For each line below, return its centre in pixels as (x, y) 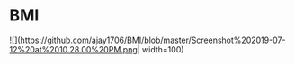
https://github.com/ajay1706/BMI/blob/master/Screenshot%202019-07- (153, 40)
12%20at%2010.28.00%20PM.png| (75, 49)
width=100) (163, 49)
